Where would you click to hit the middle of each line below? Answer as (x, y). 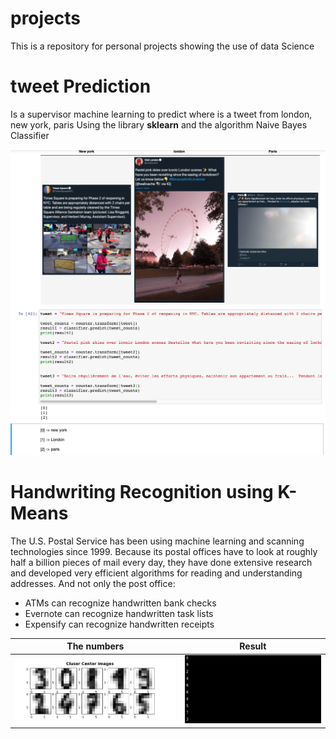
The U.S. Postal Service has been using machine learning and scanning (157, 541)
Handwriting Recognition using (142, 491)
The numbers (95, 646)
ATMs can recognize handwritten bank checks (120, 603)
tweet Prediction (81, 86)
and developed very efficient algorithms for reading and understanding (156, 573)
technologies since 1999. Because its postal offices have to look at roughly (164, 551)
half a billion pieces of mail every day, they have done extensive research (161, 562)
